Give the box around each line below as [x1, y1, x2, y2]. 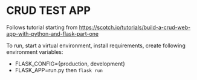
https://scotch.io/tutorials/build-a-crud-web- [79, 24, 191, 31]
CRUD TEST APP [6, 4, 91, 18]
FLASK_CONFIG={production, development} [15, 60, 126, 67]
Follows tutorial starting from [6, 24, 78, 31]
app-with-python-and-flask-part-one [6, 30, 99, 37]
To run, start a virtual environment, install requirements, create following [6, 42, 186, 49]
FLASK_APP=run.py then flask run [15, 66, 103, 73]
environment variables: [6, 48, 63, 55]
